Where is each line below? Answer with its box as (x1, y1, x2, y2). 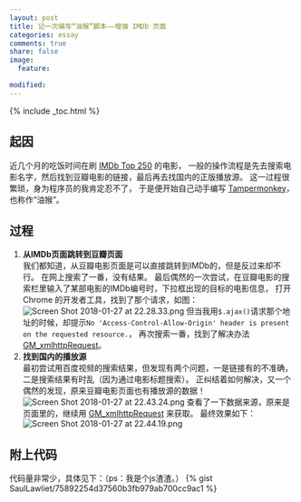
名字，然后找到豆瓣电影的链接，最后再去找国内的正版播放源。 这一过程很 (16, 171, 290, 182)
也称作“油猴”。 (9, 194, 65, 205)
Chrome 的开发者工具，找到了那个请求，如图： (22, 295, 199, 306)
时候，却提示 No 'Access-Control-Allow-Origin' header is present (38, 317, 290, 328)
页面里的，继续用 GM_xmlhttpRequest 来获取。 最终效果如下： (22, 408, 257, 419)
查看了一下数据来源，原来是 (186, 397, 290, 407)
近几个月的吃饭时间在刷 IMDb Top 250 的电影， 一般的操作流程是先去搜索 (9, 160, 284, 171)
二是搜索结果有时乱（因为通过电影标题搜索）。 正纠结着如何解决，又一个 (22, 374, 292, 385)
